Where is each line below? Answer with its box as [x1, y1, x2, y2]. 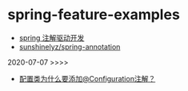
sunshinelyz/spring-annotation [18, 42, 121, 51]
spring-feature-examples [7, 6, 181, 24]
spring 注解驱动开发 [18, 33, 85, 42]
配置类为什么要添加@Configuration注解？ [18, 73, 156, 83]
